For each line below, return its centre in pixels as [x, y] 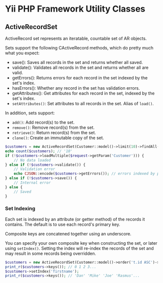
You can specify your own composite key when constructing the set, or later [81, 243]
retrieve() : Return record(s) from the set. [54, 133]
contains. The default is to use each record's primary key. [63, 224]
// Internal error [32, 183]
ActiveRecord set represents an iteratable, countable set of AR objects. [76, 38]
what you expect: [22, 53]
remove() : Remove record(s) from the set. [53, 127]
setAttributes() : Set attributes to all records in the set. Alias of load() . [83, 103]
